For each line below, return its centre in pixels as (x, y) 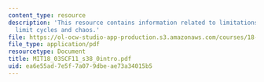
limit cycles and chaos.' (58, 30)
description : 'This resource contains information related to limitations (133, 23)
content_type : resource (47, 15)
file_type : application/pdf (54, 45)
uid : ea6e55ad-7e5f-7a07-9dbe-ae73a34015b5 (81, 66)
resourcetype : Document (47, 52)
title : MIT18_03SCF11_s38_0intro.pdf (70, 59)
